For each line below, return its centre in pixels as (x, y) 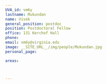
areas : (12, 60)
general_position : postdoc (33, 24)
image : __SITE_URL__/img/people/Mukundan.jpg (54, 47)
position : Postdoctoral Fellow (38, 28)
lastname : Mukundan (26, 14)
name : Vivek (18, 19)
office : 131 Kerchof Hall (32, 33)
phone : (12, 38)
